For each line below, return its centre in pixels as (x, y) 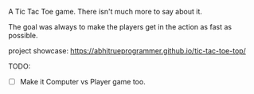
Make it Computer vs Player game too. (82, 82)
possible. (23, 35)
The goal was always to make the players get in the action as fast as (120, 27)
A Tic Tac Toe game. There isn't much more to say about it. (106, 12)
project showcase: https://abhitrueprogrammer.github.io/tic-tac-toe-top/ (127, 51)
